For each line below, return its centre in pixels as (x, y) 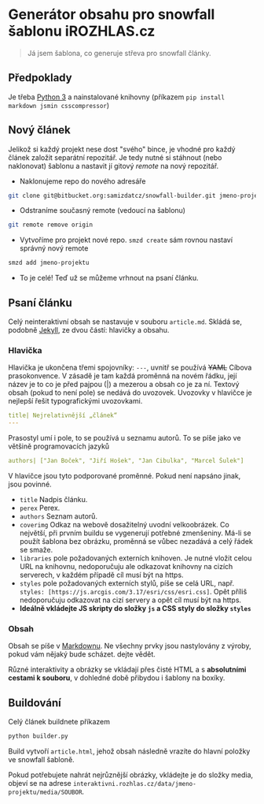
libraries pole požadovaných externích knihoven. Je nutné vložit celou (136, 558)
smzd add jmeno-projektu (49, 263)
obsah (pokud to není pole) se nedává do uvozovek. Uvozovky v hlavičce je (130, 393)
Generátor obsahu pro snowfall (112, 15)
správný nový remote (54, 248)
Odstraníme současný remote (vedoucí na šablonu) (103, 210)
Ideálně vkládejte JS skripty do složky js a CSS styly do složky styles (135, 608)
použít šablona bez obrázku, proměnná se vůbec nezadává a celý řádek (136, 541)
